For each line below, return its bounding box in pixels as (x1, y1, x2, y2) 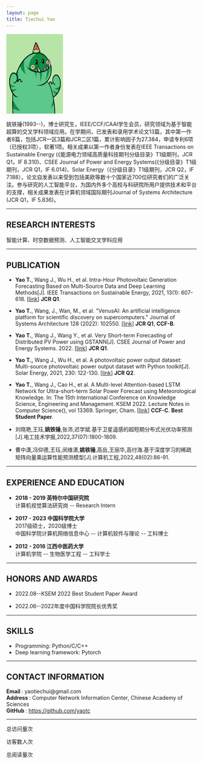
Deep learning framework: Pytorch (14, 648, 101, 656)
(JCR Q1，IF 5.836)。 (6, 196, 59, 203)
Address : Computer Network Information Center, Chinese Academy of (6, 694, 183, 702)
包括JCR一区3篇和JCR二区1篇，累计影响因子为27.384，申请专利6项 (25, 135, 193, 142)
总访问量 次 (6, 725, 33, 732)
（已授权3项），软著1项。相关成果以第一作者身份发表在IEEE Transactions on (6, 143, 194, 150)
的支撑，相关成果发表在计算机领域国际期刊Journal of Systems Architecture (6, 188, 193, 196)
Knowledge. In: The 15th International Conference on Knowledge (14, 394, 176, 401)
